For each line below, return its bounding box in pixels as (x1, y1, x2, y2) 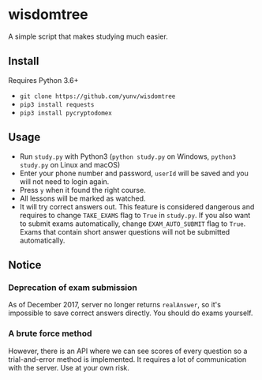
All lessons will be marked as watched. (19, 194, 146, 203)
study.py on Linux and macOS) (19, 160, 121, 169)
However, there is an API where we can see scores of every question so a (8, 346, 248, 356)
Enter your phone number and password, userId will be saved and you (19, 168, 249, 178)
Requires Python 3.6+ (8, 75, 79, 85)
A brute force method (8, 328, 92, 339)
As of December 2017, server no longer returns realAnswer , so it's (8, 300, 221, 310)
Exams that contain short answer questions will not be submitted (19, 227, 230, 236)
